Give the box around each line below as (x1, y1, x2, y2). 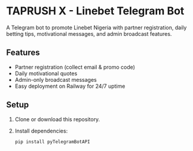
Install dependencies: (14, 127, 68, 134)
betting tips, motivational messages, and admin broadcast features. (6, 30, 172, 37)
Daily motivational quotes (14, 70, 78, 77)
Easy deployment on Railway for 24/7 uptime (14, 82, 125, 90)
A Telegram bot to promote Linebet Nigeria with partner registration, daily (6, 24, 187, 31)
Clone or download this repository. (14, 115, 100, 123)
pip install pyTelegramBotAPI (14, 138, 91, 144)
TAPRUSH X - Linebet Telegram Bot (6, 4, 185, 18)
